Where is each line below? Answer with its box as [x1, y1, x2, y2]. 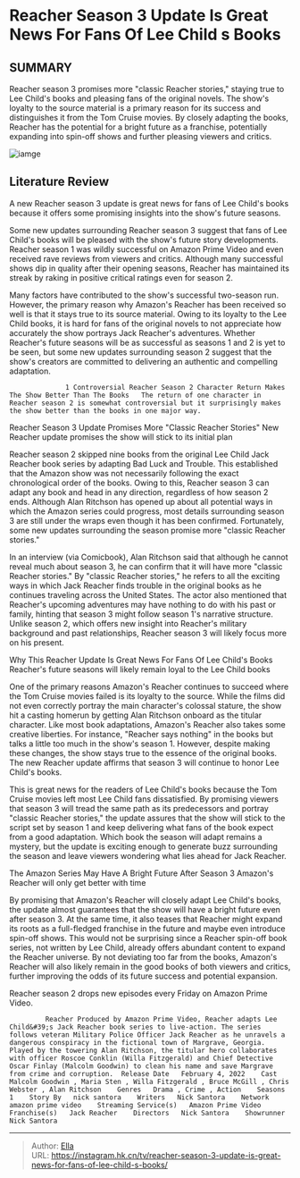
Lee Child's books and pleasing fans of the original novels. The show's [9, 93, 270, 104]
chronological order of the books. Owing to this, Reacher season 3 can [9, 477, 270, 488]
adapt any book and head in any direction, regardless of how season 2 [9, 486, 269, 497]
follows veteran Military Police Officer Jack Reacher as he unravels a [9, 1030, 286, 1039]
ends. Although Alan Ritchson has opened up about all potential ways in [9, 496, 273, 507]
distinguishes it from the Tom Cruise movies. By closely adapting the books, [9, 113, 288, 122]
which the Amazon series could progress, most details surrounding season [9, 506, 285, 517]
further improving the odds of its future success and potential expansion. [9, 971, 279, 981]
